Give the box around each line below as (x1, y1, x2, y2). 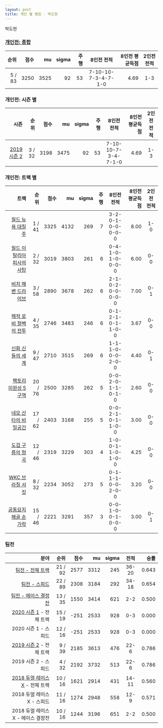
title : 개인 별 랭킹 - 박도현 (5, 12, 58, 17)
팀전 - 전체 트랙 (15, 566, 50, 573)
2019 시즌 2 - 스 (12, 658, 50, 665)
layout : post (5, 7, 32, 12)
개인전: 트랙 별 (5, 174, 37, 181)
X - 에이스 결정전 (12, 714, 50, 721)
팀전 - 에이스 (11, 592, 40, 599)
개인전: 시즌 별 (5, 96, 37, 103)
